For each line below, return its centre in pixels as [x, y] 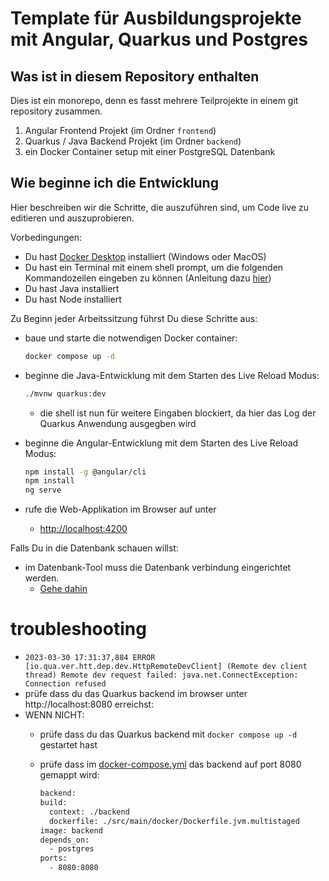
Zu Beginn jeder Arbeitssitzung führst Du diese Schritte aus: [134, 318]
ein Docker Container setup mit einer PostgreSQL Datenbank [150, 151]
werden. [42, 578]
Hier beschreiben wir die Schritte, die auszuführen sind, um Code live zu [160, 207]
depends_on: [64, 840]
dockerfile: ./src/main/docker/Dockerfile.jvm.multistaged [174, 821]
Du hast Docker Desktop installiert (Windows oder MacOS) [145, 256]
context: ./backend [89, 812]
